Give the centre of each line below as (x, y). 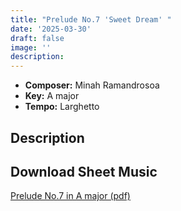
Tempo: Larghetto (62, 107)
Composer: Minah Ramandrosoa (92, 85)
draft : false (37, 38)
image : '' (31, 47)
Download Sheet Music (84, 171)
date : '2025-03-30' (51, 29)
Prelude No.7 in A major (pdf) (70, 196)
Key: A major (52, 96)
